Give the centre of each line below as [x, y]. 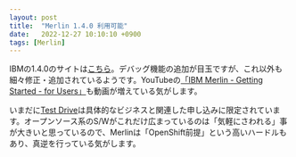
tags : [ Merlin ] [37, 42]
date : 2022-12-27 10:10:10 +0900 [75, 34]
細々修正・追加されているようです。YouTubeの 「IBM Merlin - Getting [136, 80]
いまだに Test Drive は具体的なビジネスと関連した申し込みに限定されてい [141, 110]
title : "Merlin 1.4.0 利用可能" [69, 26]
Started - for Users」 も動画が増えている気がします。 [106, 91]
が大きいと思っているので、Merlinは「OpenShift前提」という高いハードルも [148, 132]
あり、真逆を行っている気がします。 [75, 144]
